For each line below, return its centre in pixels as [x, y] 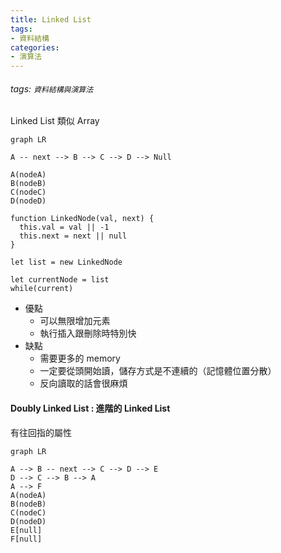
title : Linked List [51, 19]
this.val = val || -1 [64, 227]
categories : [35, 47]
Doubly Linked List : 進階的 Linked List [90, 408]
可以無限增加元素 [75, 321]
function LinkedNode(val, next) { [82, 219]
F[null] [26, 539]
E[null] [26, 530]
